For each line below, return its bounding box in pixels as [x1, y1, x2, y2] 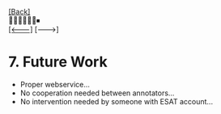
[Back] [8, 7, 31, 16]
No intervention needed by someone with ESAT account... [19, 96, 213, 106]
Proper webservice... [19, 79, 91, 89]
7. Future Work [8, 53, 108, 71]
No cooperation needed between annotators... [19, 88, 175, 98]
